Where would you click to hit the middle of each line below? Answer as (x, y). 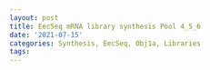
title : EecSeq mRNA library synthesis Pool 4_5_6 (105, 26)
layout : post (34, 18)
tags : (20, 52)
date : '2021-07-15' (46, 35)
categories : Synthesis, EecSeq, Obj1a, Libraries (105, 43)
